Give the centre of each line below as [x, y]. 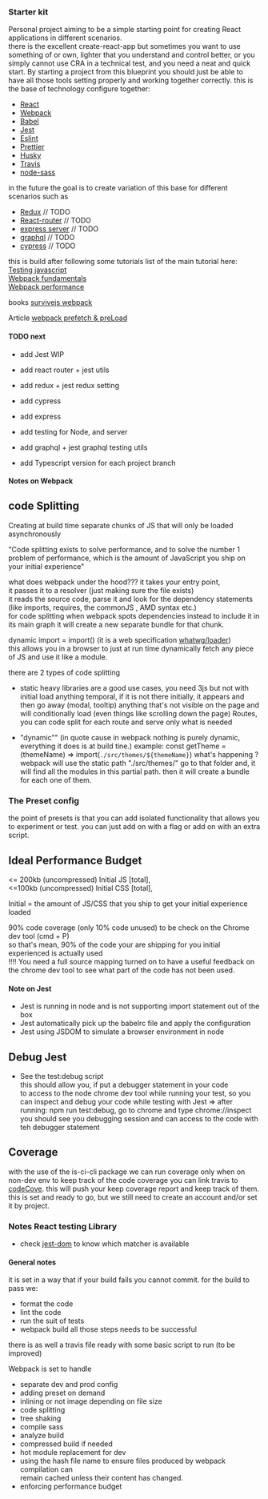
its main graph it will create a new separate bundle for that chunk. [116, 624]
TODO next [27, 336]
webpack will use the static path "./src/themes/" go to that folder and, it [138, 763]
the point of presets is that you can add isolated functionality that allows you [134, 818]
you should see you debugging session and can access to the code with [139, 1119]
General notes [32, 1262]
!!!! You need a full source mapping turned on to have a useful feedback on [132, 962]
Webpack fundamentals [48, 279]
